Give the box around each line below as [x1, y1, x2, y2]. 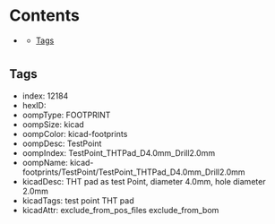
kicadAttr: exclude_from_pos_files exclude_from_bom [21, 204, 219, 215]
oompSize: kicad [21, 118, 85, 130]
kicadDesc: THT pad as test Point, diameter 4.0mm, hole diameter [21, 176, 266, 186]
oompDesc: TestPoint [21, 138, 102, 149]
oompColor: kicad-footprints [21, 128, 128, 139]
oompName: [21, 157, 69, 168]
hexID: [21, 99, 47, 110]
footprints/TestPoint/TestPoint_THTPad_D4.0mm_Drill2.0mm [21, 167, 245, 177]
